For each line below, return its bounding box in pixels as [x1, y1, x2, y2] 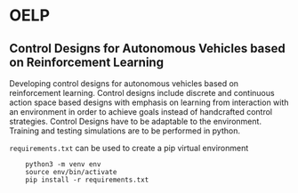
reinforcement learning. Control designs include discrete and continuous [9, 88, 275, 98]
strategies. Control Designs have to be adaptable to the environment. [9, 117, 262, 126]
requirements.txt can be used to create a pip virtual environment [9, 143, 249, 153]
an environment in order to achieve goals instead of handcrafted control [9, 107, 273, 117]
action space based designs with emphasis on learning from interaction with [9, 97, 289, 108]
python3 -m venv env [25, 160, 101, 169]
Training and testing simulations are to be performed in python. [9, 125, 240, 136]
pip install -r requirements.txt [25, 175, 149, 184]
